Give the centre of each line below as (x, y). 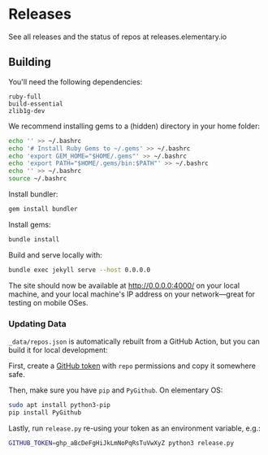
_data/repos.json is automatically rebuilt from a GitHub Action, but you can (134, 341)
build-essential (36, 104)
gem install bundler (43, 209)
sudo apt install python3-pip (60, 405)
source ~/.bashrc (38, 179)
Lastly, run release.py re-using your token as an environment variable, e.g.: (135, 428)
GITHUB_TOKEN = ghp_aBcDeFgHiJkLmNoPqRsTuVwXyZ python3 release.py (121, 443)
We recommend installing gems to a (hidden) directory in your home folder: (134, 126)
